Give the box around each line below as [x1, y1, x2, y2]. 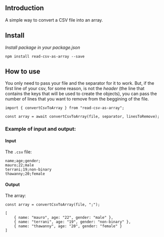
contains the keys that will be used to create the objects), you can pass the [5, 91, 158, 97]
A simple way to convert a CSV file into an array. [5, 17, 103, 23]
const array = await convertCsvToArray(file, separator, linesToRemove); [5, 114, 160, 119]
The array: [5, 192, 26, 199]
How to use [5, 68, 40, 76]
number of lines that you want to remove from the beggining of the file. [5, 96, 149, 102]
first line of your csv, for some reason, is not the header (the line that [5, 86, 145, 92]
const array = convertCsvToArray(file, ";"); [5, 202, 100, 207]
